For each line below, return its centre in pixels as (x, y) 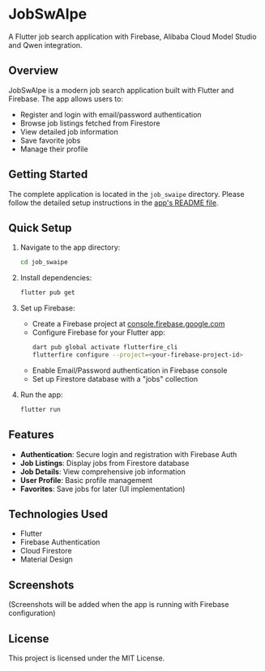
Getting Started (48, 175)
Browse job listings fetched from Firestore (90, 123)
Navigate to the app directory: (70, 247)
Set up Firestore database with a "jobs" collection (115, 378)
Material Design (46, 559)
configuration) (32, 613)
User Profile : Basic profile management (86, 480)
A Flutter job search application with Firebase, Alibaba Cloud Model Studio (132, 36)
